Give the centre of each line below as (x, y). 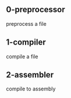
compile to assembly (31, 89)
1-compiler (26, 43)
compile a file (22, 56)
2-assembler (30, 75)
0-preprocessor (35, 10)
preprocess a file (26, 23)
